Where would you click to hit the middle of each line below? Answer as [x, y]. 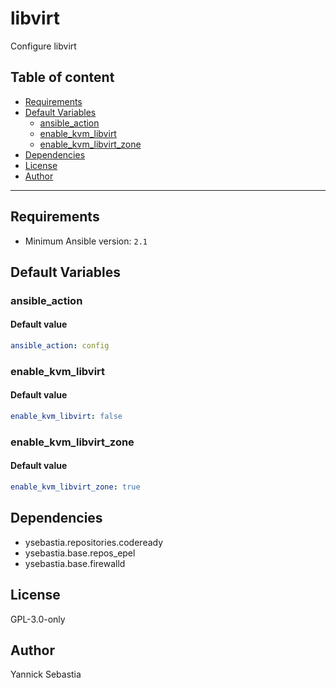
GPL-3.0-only [38, 619]
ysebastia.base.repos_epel [80, 553]
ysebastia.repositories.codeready [94, 542]
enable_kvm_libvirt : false [66, 417]
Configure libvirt [43, 46]
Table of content [62, 77]
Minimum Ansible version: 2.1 [86, 241]
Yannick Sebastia [46, 674]
